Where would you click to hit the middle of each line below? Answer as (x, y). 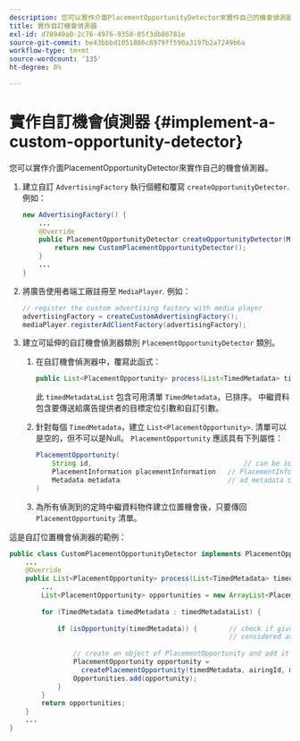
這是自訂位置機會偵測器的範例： (68, 536)
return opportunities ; (83, 703)
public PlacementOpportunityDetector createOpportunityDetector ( (163, 240)
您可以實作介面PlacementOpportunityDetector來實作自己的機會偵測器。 (141, 167)
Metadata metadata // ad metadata (168, 480)
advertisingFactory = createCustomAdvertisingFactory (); (130, 316)
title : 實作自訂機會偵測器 (54, 26)
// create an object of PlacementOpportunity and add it (181, 653)
